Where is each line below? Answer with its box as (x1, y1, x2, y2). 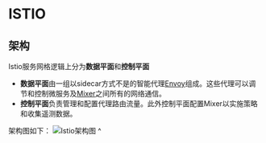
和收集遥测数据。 (19, 109, 77, 118)
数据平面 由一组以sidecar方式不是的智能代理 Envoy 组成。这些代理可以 (19, 79, 249, 88)
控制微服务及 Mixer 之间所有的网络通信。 (34, 89, 167, 98)
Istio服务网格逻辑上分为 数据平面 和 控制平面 (8, 62, 150, 71)
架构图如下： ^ (8, 126, 102, 135)
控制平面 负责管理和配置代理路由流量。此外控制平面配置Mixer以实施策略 (19, 99, 258, 108)
